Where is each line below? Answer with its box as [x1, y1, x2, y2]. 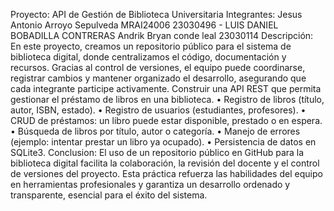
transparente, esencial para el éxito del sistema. [10, 189, 208, 201]
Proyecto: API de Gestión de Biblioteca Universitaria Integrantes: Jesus [10, 9, 303, 20]
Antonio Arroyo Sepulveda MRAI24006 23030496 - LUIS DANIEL [10, 19, 279, 31]
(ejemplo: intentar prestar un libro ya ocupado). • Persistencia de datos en [10, 136, 317, 148]
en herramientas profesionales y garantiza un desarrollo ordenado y [10, 179, 291, 190]
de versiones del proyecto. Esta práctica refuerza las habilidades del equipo [10, 168, 323, 179]
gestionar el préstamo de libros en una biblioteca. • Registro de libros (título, [10, 94, 325, 105]
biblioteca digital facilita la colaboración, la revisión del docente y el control [10, 157, 320, 169]
